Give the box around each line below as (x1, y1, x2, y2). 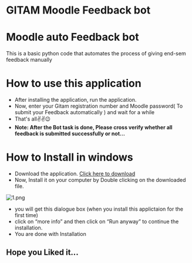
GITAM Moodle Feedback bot (6, 4, 151, 17)
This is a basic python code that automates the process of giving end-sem (6, 50, 186, 57)
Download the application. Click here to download (14, 170, 136, 177)
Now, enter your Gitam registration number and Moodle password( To (14, 102, 183, 109)
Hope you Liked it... (6, 248, 79, 258)
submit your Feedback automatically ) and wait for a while (14, 109, 154, 116)
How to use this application (6, 77, 142, 90)
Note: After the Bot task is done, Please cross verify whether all (14, 124, 173, 131)
